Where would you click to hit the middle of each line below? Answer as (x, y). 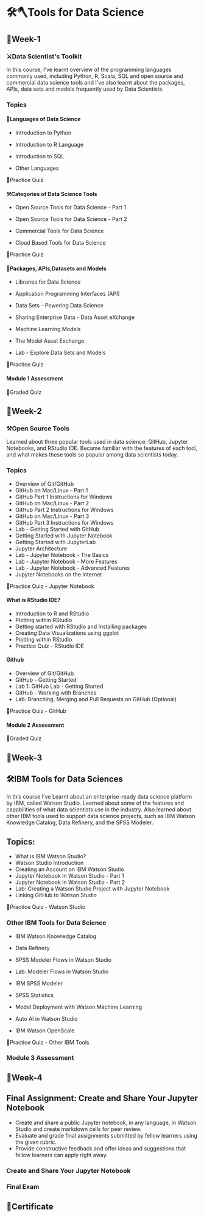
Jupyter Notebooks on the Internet (58, 574)
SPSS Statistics (34, 995)
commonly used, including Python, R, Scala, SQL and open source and (95, 76)
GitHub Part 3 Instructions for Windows (64, 522)
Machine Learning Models (48, 329)
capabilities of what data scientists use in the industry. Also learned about (99, 810)
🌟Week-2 (24, 411)
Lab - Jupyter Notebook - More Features (66, 561)
